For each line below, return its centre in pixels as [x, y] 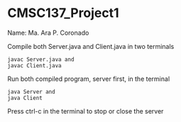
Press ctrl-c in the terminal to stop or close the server [86, 111]
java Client [25, 98]
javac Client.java [34, 65]
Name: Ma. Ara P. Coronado [48, 33]
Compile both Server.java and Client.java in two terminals [91, 46]
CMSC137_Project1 [63, 13]
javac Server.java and [41, 59]
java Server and [31, 91]
